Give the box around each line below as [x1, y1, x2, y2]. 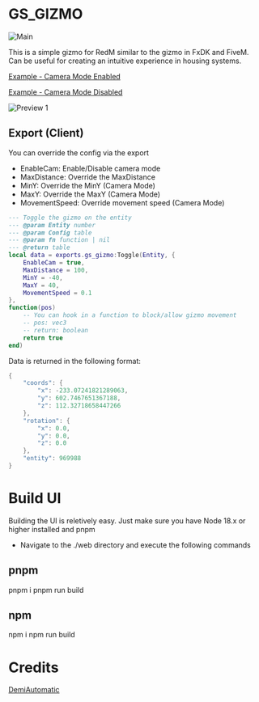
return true [23, 333, 63, 342]
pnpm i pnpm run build [8, 585, 84, 594]
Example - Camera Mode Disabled [8, 87, 123, 97]
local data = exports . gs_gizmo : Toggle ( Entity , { [8, 252, 176, 260]
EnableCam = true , [23, 259, 85, 267]
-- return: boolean [23, 326, 89, 334]
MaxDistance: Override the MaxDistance [19, 171, 156, 182]
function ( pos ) [8, 304, 57, 312]
